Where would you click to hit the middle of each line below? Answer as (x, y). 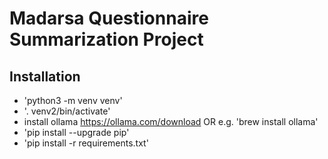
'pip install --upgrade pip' (76, 132)
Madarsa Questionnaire (109, 18)
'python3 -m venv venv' (73, 100)
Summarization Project (106, 39)
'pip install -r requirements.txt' (86, 143)
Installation (45, 76)
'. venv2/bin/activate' (67, 111)
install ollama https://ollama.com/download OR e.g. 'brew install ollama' (171, 121)
